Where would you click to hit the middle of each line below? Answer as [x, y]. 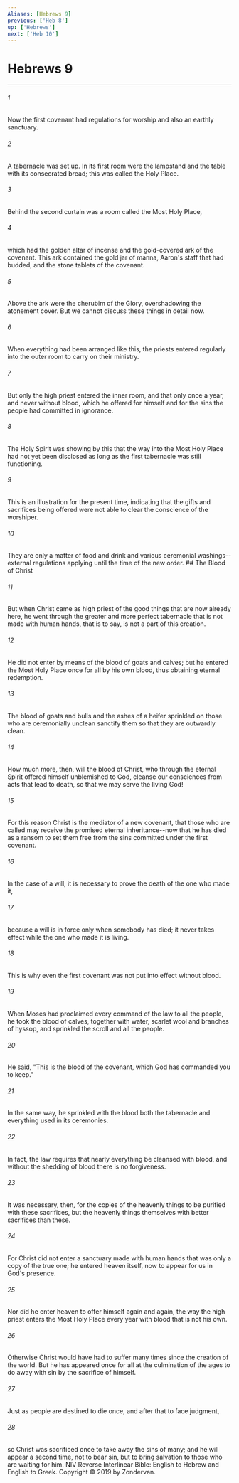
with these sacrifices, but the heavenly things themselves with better [108, 1212]
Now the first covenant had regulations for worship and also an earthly [111, 120]
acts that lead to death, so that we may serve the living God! [95, 785]
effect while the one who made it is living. [68, 937]
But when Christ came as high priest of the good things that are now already [119, 609]
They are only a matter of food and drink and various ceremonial [102, 556]
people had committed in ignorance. [60, 410]
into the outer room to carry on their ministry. [73, 357]
